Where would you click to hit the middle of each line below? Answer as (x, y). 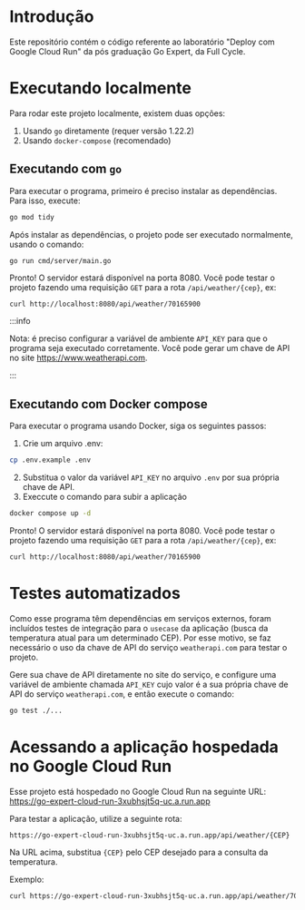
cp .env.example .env (50, 460)
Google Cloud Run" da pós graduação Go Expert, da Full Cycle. (128, 51)
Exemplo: (27, 879)
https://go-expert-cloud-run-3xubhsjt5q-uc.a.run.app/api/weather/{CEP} (150, 835)
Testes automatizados (95, 594)
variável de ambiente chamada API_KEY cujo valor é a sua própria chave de (149, 684)
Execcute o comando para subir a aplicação (105, 497)
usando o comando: (47, 244)
